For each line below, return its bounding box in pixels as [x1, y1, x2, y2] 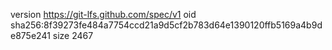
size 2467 [52, 30, 94, 41]
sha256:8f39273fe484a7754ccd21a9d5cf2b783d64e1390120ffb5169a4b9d [10, 19, 323, 31]
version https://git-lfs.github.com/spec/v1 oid [10, 9, 197, 20]
